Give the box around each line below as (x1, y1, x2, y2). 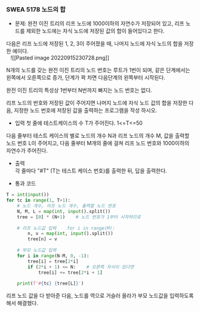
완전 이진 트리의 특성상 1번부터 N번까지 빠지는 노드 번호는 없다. (6, 87, 152, 94)
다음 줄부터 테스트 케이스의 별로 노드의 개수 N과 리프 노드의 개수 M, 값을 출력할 (6, 132, 190, 140)
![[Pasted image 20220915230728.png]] (10, 54, 109, 61)
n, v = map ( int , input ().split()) (27, 231, 113, 237)
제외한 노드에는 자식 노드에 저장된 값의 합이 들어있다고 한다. (26, 27, 165, 35)
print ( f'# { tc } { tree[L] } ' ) (17, 280, 84, 287)
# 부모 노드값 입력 (17, 248, 57, 254)
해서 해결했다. (6, 299, 39, 307)
